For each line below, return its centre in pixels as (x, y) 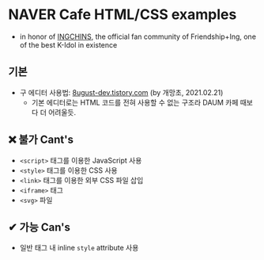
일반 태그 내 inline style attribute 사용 (79, 248)
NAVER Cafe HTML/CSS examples (123, 15)
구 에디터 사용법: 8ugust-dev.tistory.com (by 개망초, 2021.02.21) (121, 92)
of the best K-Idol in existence (68, 44)
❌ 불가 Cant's (41, 140)
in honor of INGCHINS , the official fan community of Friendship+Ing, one (138, 36)
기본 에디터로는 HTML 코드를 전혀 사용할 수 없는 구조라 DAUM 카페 (135, 102)
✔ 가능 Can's (40, 227)
